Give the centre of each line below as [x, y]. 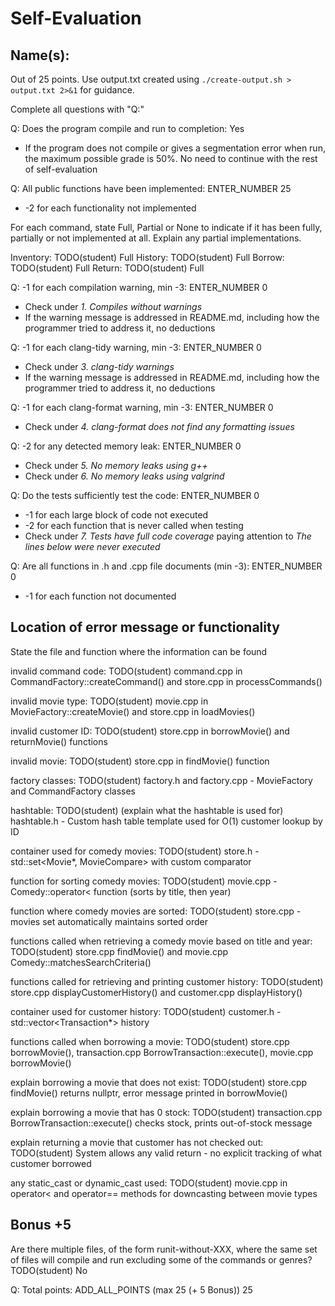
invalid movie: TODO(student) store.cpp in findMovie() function [140, 761]
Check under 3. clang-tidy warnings [99, 366]
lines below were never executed [92, 546]
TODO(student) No [49, 1270]
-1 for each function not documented [100, 596]
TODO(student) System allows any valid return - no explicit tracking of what [166, 1153]
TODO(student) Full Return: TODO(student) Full [107, 268]
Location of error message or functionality [145, 627]
